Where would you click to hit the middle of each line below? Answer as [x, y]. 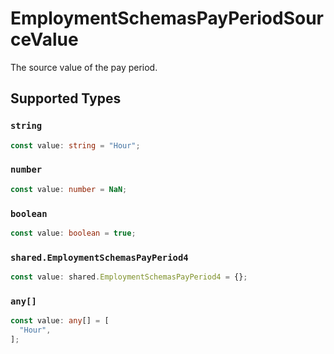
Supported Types [66, 98]
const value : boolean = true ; [73, 233]
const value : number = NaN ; [69, 189]
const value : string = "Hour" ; [75, 145]
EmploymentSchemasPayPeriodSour [167, 18]
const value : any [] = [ [60, 321]
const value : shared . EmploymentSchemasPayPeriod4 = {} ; [129, 277]
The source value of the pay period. [84, 67]
